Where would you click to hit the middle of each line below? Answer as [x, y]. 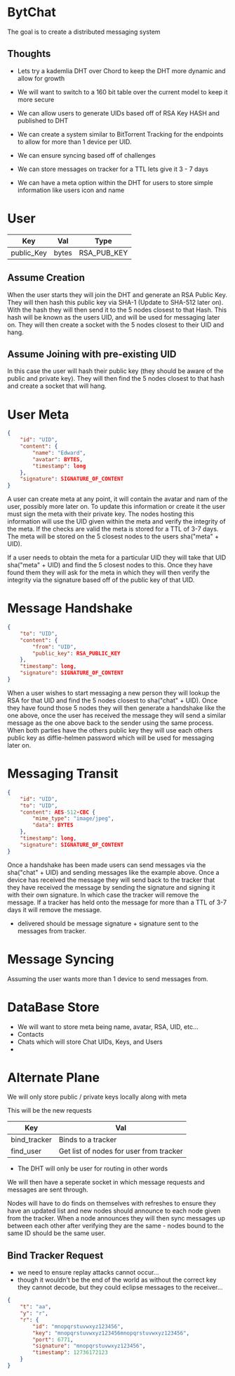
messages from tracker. [52, 930]
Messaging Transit [63, 774]
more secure [36, 99]
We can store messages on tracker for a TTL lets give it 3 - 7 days [113, 169]
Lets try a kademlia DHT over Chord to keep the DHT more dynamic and [121, 70]
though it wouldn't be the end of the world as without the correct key [117, 1280]
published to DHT [43, 120]
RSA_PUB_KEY [103, 253]
